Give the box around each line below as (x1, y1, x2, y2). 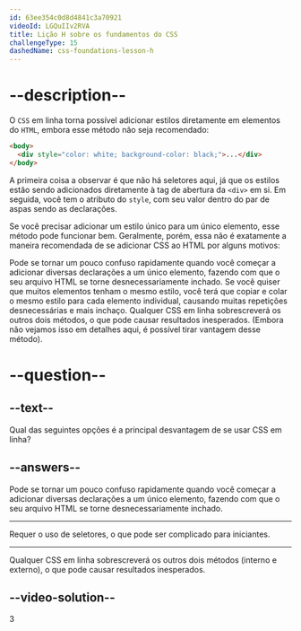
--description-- (9, 85, 127, 106)
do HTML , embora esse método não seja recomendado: (9, 125, 210, 136)
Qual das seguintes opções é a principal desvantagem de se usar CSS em (9, 424, 282, 435)
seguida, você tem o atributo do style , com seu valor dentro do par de (9, 194, 271, 205)
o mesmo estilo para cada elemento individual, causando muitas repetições (9, 295, 288, 306)
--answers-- (9, 460, 81, 476)
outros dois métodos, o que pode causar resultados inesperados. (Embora (9, 314, 284, 325)
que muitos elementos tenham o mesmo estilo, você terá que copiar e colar (9, 285, 288, 296)
